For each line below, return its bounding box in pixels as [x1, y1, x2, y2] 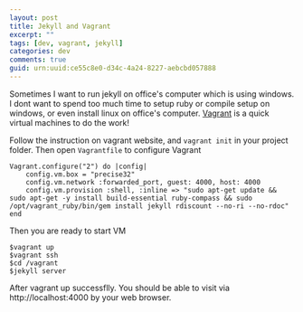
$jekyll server [9, 266, 67, 276]
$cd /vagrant [9, 259, 59, 268]
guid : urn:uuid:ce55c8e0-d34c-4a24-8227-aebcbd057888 [9, 64, 217, 73]
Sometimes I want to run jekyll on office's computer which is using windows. [9, 88, 295, 99]
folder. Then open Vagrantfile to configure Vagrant [9, 144, 202, 155]
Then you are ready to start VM [9, 225, 127, 236]
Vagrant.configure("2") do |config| [9, 162, 147, 171]
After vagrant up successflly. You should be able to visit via [9, 282, 231, 293]
